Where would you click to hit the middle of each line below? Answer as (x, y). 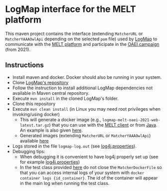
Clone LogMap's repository (40, 82)
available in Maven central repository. (51, 93)
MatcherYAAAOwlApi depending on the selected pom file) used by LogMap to (81, 39)
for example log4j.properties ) (50, 162)
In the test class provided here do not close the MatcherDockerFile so (91, 167)
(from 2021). (18, 49)
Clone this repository (34, 104)
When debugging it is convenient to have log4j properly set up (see (89, 157)
